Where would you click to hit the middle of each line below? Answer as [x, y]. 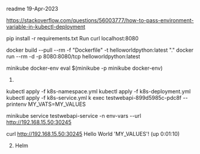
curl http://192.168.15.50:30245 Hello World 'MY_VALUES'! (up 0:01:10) [93, 134]
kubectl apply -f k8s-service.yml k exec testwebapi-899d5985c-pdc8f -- [97, 98]
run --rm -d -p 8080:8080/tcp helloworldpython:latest [73, 56]
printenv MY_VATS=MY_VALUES [46, 104]
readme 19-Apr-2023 [32, 9]
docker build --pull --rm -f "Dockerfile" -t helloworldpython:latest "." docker [100, 50]
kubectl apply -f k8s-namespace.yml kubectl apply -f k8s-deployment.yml [98, 91]
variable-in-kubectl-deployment [46, 27]
